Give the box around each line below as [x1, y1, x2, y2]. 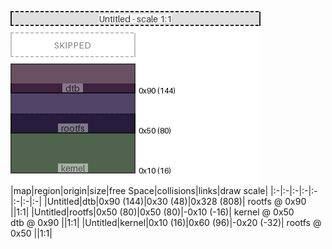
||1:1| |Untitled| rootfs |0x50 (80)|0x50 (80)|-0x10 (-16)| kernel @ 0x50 [10, 206, 295, 218]
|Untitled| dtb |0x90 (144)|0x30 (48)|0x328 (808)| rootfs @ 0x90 [43, 196, 307, 207]
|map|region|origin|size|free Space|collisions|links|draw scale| [10, 185, 269, 196]
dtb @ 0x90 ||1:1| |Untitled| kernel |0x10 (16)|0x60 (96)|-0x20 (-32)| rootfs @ [10, 217, 322, 228]
